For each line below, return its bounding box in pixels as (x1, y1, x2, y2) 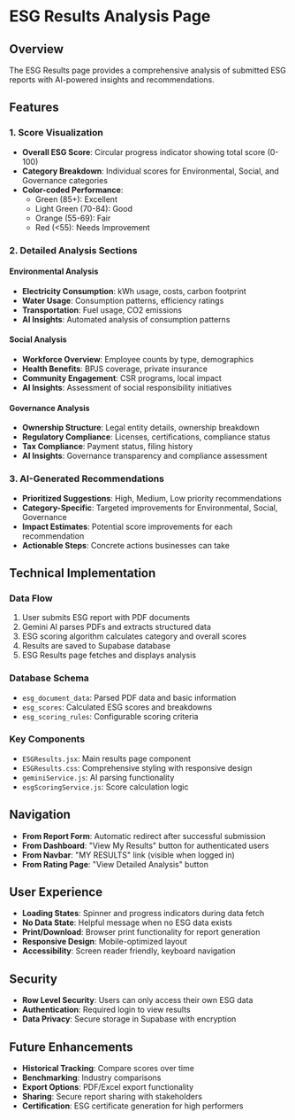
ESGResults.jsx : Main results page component (21, 753, 192, 764)
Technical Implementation (9, 565, 156, 580)
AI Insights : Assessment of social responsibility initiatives (21, 383, 232, 393)
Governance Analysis (9, 402, 90, 413)
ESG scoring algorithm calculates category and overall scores (21, 631, 247, 642)
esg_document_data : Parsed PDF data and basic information (21, 692, 237, 703)
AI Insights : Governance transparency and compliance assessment (21, 450, 268, 462)
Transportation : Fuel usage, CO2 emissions (21, 304, 183, 315)
